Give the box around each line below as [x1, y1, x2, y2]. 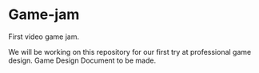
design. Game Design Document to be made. [8, 56, 157, 65]
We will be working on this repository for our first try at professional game [8, 47, 252, 56]
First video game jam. [8, 32, 80, 41]
